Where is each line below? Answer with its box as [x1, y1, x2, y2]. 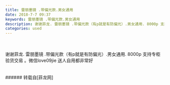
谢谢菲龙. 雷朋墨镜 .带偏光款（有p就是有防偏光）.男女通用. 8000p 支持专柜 [5, 51, 161, 57]
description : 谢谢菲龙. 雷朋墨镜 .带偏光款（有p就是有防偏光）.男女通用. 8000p [5, 21, 158, 27]
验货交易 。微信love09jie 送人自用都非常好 [5, 57, 94, 63]
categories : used [5, 26, 42, 31]
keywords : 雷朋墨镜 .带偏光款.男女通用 [5, 17, 80, 22]
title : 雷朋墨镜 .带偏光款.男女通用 [5, 7, 73, 13]
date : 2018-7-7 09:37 [5, 12, 51, 17]
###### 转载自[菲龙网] [5, 74, 54, 80]
